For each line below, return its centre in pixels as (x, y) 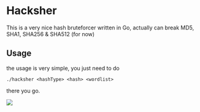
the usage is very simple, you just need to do (63, 68)
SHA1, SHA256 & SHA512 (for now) (51, 34)
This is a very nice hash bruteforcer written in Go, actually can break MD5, (100, 28)
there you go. (23, 91)
